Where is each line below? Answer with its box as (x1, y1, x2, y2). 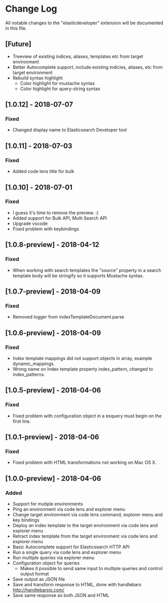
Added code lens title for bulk (12, 168, 74, 175)
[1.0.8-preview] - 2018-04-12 (5, 240, 100, 249)
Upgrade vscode (12, 220, 48, 226)
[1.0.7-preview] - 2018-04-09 (5, 287, 101, 296)
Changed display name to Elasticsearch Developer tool (12, 127, 127, 133)
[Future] (5, 40, 31, 49)
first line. (12, 418, 31, 424)
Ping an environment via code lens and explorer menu (12, 506, 125, 512)
